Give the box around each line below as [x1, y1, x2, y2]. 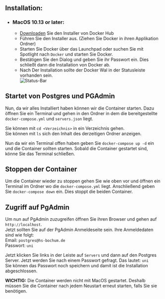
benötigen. [5, 288, 27, 294]
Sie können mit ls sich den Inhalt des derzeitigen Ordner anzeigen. [5, 130, 142, 136]
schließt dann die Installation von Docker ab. [19, 61, 110, 67]
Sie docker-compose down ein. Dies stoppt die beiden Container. [5, 188, 133, 195]
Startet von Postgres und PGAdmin [5, 92, 115, 101]
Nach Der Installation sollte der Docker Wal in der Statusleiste [19, 67, 145, 73]
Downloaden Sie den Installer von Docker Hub [19, 30, 114, 36]
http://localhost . [5, 222, 42, 228]
